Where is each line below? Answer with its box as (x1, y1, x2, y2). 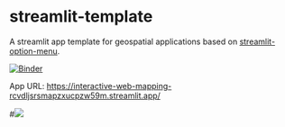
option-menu (9, 45, 59, 56)
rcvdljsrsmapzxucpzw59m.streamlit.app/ (9, 90, 161, 101)
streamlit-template (9, 6, 153, 27)
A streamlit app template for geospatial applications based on (9, 36, 238, 47)
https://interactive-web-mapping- (46, 80, 172, 91)
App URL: (9, 80, 45, 91)
